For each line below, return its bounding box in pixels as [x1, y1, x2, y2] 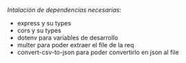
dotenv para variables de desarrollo [17, 34, 118, 42]
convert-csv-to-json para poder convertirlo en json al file [17, 48, 179, 56]
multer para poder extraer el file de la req [17, 41, 134, 49]
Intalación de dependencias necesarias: [7, 6, 122, 14]
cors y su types [17, 27, 62, 34]
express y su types [17, 19, 72, 27]
